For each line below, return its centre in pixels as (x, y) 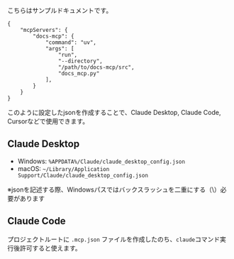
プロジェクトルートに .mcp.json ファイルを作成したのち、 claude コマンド (114, 239)
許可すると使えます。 (50, 248)
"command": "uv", (71, 43)
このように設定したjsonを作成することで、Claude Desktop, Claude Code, (114, 112)
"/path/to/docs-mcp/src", (96, 67)
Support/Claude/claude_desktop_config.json (83, 175)
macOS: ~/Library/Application (63, 168)
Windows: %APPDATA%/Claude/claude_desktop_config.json (101, 161)
